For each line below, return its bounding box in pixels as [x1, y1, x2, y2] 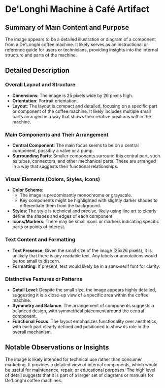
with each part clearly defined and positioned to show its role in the [12, 323, 149, 330]
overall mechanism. [12, 329, 52, 335]
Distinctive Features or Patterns [5, 276, 83, 283]
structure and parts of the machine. [5, 52, 77, 58]
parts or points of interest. [12, 224, 66, 230]
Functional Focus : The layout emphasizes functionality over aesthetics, [12, 318, 158, 324]
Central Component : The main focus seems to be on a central [12, 142, 139, 148]
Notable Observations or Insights [5, 343, 109, 352]
